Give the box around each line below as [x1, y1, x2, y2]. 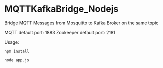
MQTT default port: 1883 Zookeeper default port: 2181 [4, 29, 116, 35]
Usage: [4, 39, 19, 45]
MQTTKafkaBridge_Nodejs [4, 3, 119, 15]
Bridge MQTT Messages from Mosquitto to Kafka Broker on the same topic [4, 20, 159, 26]
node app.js [4, 57, 29, 63]
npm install [4, 49, 29, 54]
